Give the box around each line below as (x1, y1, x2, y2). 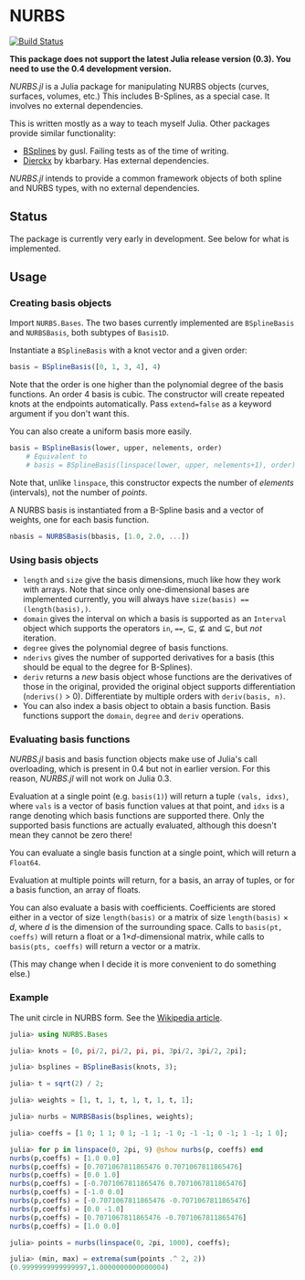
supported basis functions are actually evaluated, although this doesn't (9, 820, 277, 831)
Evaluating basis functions (9, 733, 131, 746)
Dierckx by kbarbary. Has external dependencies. (22, 154, 210, 165)
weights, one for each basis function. (9, 513, 150, 525)
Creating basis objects (9, 297, 112, 310)
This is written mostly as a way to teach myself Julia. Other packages (9, 118, 270, 129)
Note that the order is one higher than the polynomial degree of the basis (9, 379, 284, 390)
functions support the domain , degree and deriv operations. (22, 710, 245, 722)
